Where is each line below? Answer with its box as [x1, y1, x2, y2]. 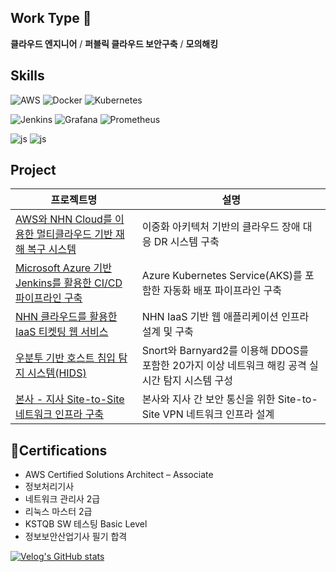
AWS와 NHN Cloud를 [15, 212, 113, 226]
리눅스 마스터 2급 [24, 506, 93, 518]
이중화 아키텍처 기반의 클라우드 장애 [141, 220, 301, 234]
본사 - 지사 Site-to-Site [15, 392, 125, 406]
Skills [10, 67, 45, 85]
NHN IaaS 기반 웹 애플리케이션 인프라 [141, 310, 310, 324]
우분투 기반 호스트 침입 [15, 351, 117, 365]
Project [10, 162, 57, 179]
